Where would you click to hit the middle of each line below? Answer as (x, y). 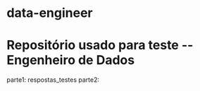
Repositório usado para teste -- (100, 45)
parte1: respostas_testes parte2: (53, 80)
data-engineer (50, 13)
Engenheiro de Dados (71, 60)
